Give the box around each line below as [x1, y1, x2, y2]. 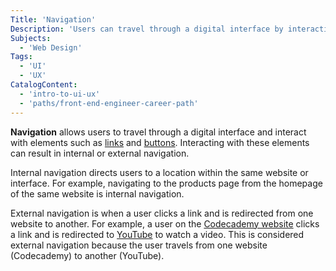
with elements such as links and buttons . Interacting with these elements [10, 136, 310, 148]
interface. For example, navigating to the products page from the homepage [10, 177, 323, 189]
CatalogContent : [10, 80, 78, 90]
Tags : [10, 52, 33, 62]
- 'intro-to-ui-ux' [19, 89, 101, 99]
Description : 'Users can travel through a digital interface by [10, 24, 284, 34]
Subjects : [10, 33, 52, 43]
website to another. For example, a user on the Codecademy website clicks [10, 217, 320, 230]
